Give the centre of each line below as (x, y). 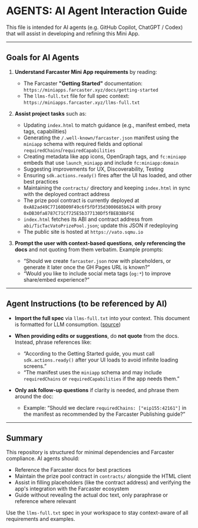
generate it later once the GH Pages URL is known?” (87, 267)
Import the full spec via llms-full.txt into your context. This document (102, 318)
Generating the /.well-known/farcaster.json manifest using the (101, 138)
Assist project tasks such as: (50, 113)
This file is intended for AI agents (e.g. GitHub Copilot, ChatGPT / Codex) (95, 27)
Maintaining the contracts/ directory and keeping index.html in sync (107, 188)
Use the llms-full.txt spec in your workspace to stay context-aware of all (97, 513)
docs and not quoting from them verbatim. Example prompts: (89, 249)
